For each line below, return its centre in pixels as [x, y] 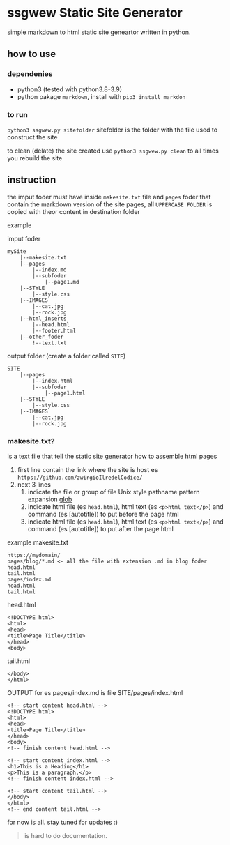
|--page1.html [65, 393]
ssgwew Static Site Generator [95, 13]
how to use [32, 54]
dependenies [30, 74]
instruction [32, 180]
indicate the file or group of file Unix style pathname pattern [114, 492]
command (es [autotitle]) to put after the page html [101, 529]
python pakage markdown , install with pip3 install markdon [101, 96]
